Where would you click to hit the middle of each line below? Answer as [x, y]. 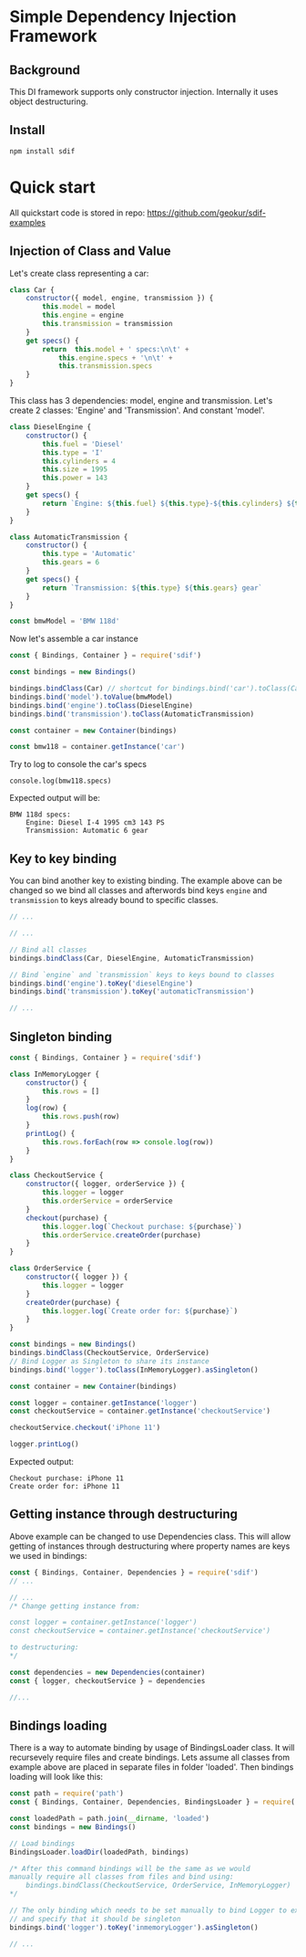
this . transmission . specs [105, 366]
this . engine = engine [83, 316]
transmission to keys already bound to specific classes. [114, 900]
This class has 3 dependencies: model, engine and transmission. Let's [141, 401]
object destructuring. [49, 101]
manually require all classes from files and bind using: [122, 1877]
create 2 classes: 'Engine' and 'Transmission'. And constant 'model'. [138, 410]
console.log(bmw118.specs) [61, 781]
